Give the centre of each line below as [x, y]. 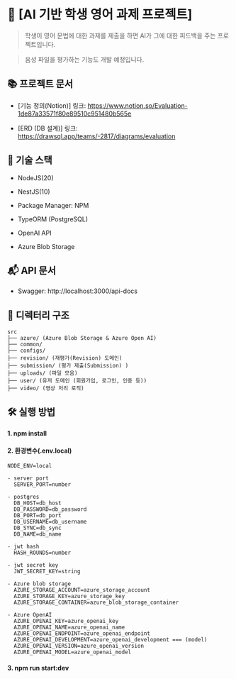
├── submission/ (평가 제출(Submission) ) [68, 366]
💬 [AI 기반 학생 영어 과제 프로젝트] [100, 15]
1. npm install [27, 434]
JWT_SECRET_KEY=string [47, 572]
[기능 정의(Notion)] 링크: [52, 105]
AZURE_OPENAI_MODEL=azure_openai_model [73, 652]
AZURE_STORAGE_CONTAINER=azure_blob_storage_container [96, 603]
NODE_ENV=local [30, 466]
